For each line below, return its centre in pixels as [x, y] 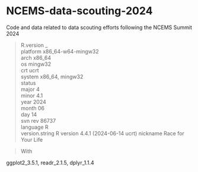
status [28, 83]
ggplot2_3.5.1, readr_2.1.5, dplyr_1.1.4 [50, 163]
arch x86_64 [36, 58]
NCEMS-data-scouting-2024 [79, 11]
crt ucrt [30, 70]
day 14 [29, 114]
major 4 [30, 89]
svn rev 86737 [38, 120]
